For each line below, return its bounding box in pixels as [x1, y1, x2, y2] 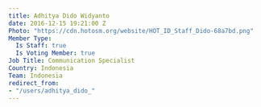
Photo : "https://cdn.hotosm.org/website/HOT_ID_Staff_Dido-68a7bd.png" [8, 27, 254, 35]
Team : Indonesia [8, 72, 63, 80]
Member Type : [8, 34, 52, 43]
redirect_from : [8, 79, 60, 87]
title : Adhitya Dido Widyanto [8, 11, 110, 20]
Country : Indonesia [8, 64, 74, 72]
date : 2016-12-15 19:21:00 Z [8, 19, 106, 27]
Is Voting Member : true [15, 49, 95, 57]
